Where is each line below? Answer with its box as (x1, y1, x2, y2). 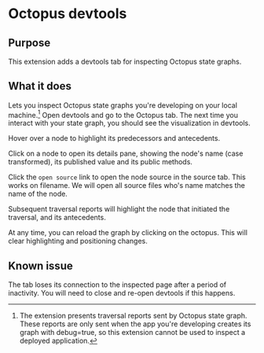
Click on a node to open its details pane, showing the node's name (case (8, 149, 244, 158)
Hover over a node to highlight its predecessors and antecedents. (8, 134, 221, 143)
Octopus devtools (8, 5, 127, 23)
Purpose (8, 36, 51, 50)
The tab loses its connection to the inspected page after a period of (8, 280, 227, 289)
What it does (8, 79, 72, 93)
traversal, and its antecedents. (8, 213, 106, 222)
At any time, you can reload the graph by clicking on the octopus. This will (8, 228, 247, 237)
